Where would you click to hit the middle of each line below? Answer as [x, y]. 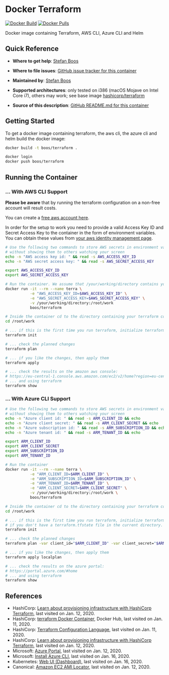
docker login [19, 157]
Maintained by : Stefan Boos [42, 80]
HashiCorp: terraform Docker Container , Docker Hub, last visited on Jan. [88, 619]
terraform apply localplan [33, 557]
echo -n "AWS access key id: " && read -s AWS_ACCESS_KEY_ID [71, 257]
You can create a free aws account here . [47, 217]
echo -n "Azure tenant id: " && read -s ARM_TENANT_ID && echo [73, 432]
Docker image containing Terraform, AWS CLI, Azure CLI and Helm [74, 33]
